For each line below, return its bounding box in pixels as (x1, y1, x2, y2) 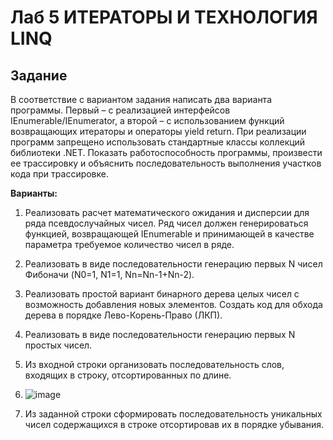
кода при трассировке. (10, 168, 110, 180)
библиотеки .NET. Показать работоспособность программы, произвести (10, 147, 323, 158)
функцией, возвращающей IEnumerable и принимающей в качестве (24, 228, 315, 240)
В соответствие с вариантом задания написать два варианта (10, 94, 273, 105)
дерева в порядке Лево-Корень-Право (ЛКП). (24, 309, 223, 321)
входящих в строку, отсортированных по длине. (24, 369, 232, 381)
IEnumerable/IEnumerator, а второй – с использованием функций (10, 115, 285, 126)
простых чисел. (24, 339, 93, 351)
